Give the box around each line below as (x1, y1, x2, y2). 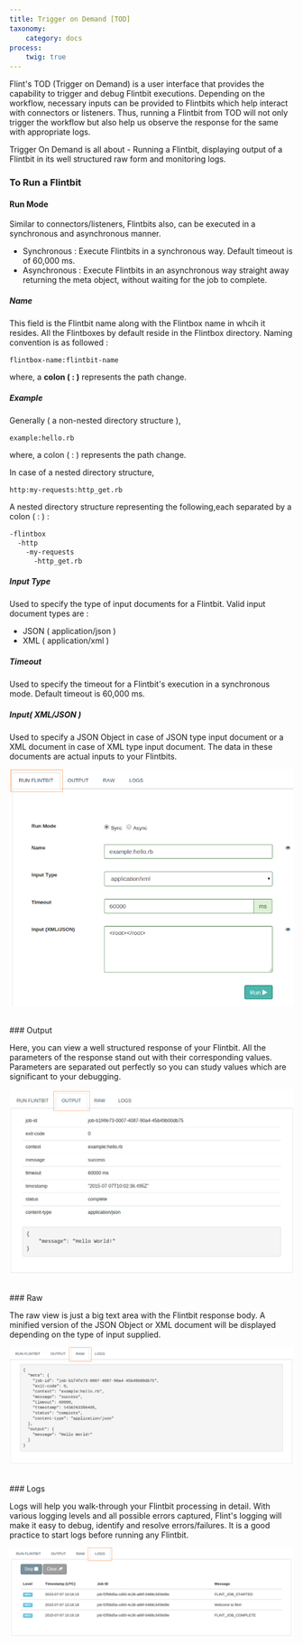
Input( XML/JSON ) (9, 709, 82, 720)
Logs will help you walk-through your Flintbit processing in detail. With (9, 1500, 271, 1512)
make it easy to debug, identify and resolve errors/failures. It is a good (9, 1520, 271, 1531)
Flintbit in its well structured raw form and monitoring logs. (9, 154, 226, 164)
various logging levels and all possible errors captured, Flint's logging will (9, 1510, 282, 1521)
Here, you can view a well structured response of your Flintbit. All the (9, 1042, 266, 1052)
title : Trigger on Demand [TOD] (9, 14, 131, 23)
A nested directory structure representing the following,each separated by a (9, 501, 292, 512)
